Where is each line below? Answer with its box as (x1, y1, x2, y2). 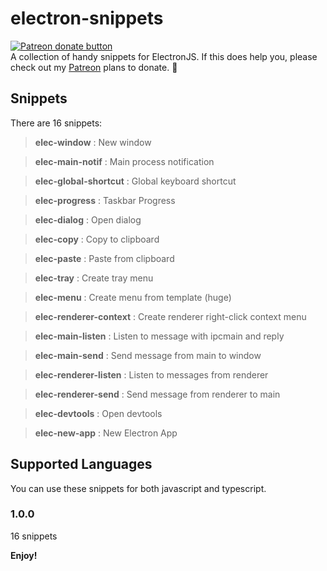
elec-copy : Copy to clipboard (34, 233, 160, 245)
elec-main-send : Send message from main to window (34, 349, 262, 361)
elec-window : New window (34, 136, 152, 148)
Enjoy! (10, 549, 38, 561)
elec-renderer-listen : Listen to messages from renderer (34, 368, 269, 381)
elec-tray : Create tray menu (34, 272, 154, 284)
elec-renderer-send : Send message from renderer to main (34, 388, 281, 400)
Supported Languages (10, 456, 153, 473)
